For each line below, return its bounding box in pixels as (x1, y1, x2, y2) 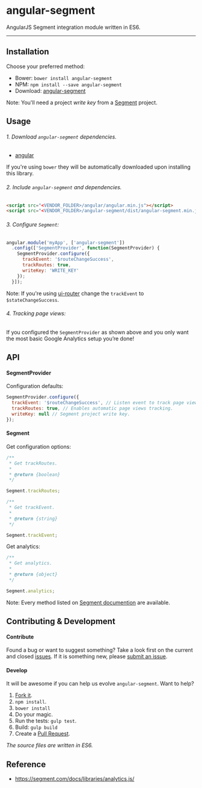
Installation (6, 46, 49, 57)
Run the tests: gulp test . (14, 718, 77, 725)
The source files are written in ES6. (6, 742, 93, 749)
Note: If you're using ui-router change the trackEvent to (6, 290, 144, 297)
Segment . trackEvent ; (6, 532, 58, 538)
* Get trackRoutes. (8, 460, 58, 466)
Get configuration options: (6, 443, 71, 450)
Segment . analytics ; (6, 588, 55, 594)
